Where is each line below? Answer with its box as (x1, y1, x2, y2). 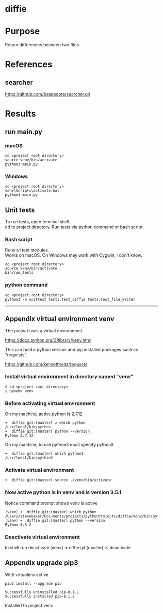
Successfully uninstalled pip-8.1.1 (5, 590, 79, 594)
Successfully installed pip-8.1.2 (5, 594, 75, 599)
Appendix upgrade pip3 (5, 559, 79, 567)
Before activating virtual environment (5, 400, 96, 406)
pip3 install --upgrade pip (5, 581, 62, 586)
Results (5, 108, 36, 119)
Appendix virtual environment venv (5, 315, 114, 323)
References (5, 59, 52, 70)
